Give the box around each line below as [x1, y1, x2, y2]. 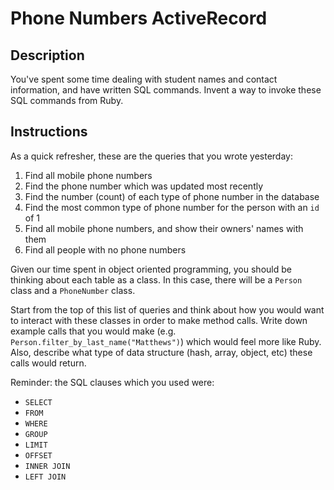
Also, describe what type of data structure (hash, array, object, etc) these [10, 346, 313, 358]
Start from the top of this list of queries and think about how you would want [10, 303, 325, 316]
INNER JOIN [24, 461, 71, 471]
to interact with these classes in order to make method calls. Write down [10, 314, 308, 326]
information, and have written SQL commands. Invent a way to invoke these [10, 84, 322, 96]
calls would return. [10, 357, 87, 369]
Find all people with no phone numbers [24, 243, 187, 256]
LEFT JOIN [24, 472, 67, 482]
